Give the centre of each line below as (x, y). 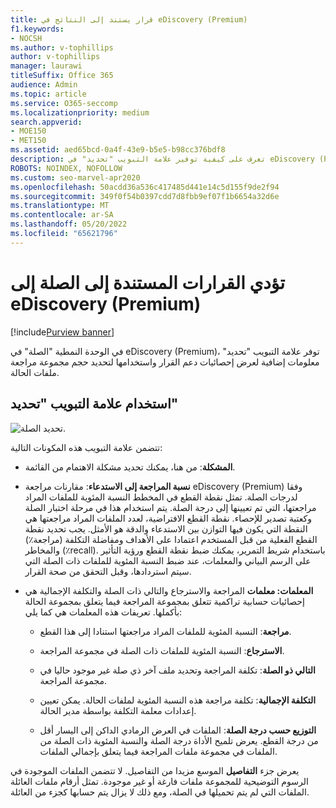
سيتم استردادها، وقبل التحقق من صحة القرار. (108, 571)
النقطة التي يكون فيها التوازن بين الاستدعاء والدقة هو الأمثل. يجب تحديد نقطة (166, 528)
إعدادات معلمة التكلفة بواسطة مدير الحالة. (118, 710)
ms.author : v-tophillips (62, 47)
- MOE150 (28, 131)
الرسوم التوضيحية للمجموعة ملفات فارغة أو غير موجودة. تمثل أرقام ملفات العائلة (159, 781)
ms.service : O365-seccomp (64, 103)
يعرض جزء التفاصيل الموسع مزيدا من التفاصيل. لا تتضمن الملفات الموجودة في (155, 770)
